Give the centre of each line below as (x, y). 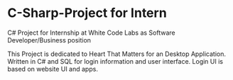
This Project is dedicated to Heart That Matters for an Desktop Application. (116, 54)
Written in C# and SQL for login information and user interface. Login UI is (115, 61)
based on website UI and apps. (53, 69)
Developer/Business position (49, 40)
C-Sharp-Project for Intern (87, 13)
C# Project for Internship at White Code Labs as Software (91, 33)
